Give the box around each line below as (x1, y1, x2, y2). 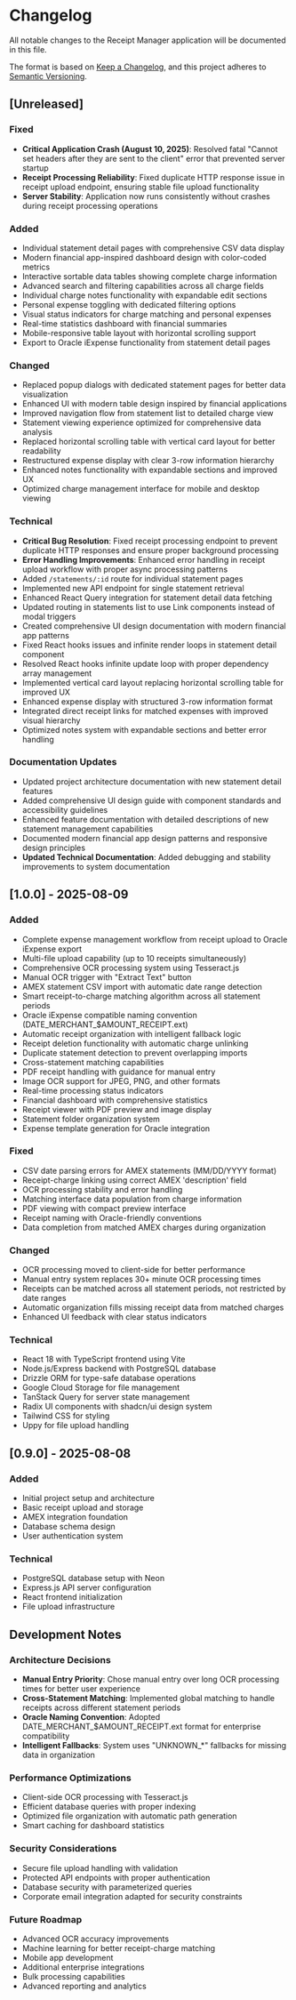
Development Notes (9, 1627, 122, 1642)
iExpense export (21, 944, 83, 954)
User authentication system (21, 1530, 124, 1541)
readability (21, 446, 61, 456)
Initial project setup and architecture (21, 1493, 156, 1504)
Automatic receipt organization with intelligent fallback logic (21, 1028, 242, 1039)
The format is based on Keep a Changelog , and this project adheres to (9, 61, 267, 72)
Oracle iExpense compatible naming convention (21, 1009, 198, 1020)
